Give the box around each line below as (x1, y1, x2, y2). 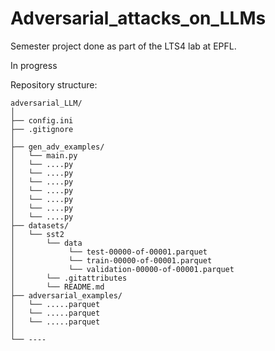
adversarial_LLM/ (10, 98, 83, 108)
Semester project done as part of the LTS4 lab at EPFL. (10, 40, 237, 52)
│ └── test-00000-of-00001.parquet (10, 247, 208, 257)
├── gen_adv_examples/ (10, 142, 105, 152)
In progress (10, 59, 58, 71)
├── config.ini (10, 115, 74, 126)
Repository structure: (10, 78, 98, 91)
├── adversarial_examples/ (10, 290, 123, 301)
